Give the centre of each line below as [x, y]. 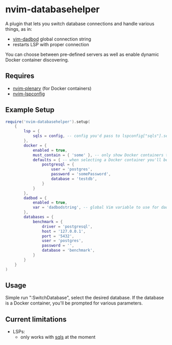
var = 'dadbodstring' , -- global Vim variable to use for [96, 208]
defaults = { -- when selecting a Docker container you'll [97, 160]
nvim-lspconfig [29, 94]
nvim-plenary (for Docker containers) [52, 88]
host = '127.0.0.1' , [64, 231]
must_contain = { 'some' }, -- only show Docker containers [98, 155]
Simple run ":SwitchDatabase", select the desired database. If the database [85, 298]
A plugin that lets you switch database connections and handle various [80, 24]
